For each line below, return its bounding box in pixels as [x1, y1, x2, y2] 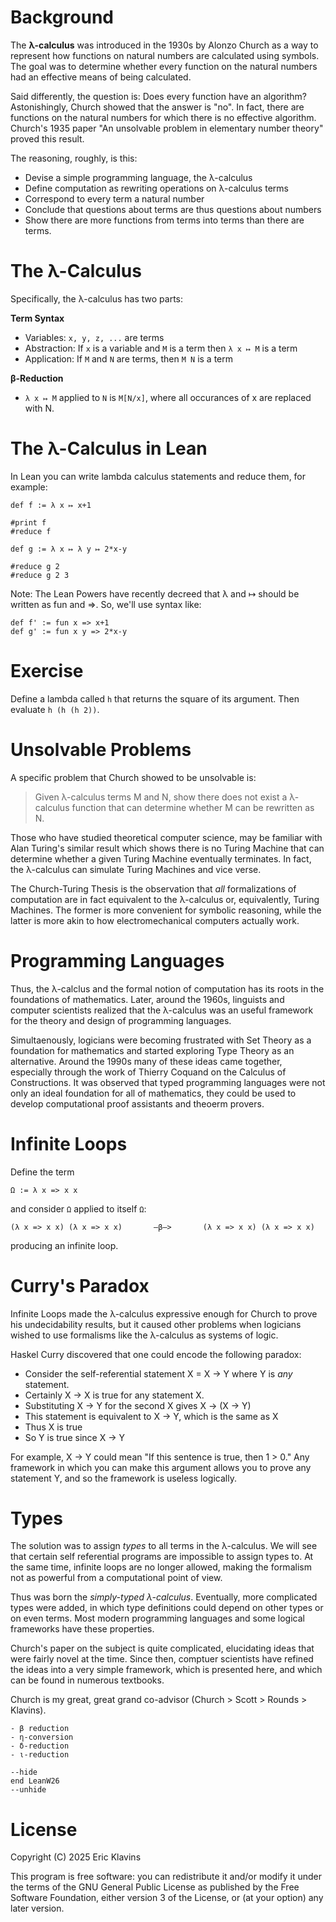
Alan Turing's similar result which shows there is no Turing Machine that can [10, 842, 325, 854]
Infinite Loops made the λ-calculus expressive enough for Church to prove [10, 1307, 318, 1320]
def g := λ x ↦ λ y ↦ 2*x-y [10, 544, 128, 554]
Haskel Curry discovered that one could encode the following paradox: [10, 1348, 302, 1360]
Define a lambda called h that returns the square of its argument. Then [10, 692, 300, 705]
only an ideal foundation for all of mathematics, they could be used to [10, 1087, 297, 1099]
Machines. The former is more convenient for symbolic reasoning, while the [10, 904, 322, 916]
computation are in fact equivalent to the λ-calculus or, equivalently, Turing [10, 893, 320, 905]
